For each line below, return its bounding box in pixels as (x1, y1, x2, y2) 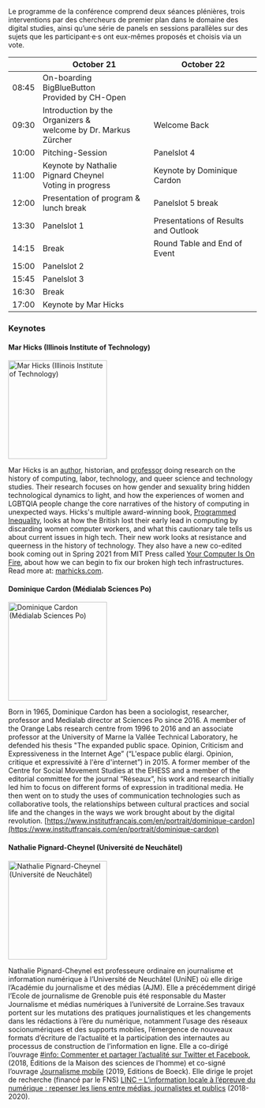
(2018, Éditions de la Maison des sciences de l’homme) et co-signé (8, 1057, 226, 1068)
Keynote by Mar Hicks (42, 299, 125, 310)
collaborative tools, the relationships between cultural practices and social (8, 799, 250, 809)
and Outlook (153, 225, 200, 236)
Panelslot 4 (153, 148, 196, 158)
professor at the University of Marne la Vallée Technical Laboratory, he (8, 732, 238, 742)
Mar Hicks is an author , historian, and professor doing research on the (8, 466, 236, 475)
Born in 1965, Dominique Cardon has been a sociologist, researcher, (8, 707, 230, 717)
